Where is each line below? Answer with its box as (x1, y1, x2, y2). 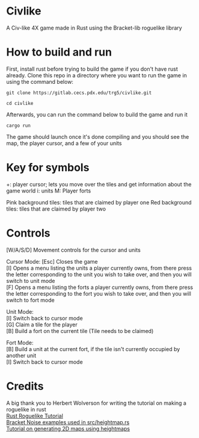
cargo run (6, 122, 31, 129)
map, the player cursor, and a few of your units (6, 139, 122, 147)
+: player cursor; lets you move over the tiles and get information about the (6, 180, 192, 188)
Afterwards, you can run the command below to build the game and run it (6, 110, 188, 118)
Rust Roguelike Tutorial (6, 412, 63, 419)
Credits (6, 379, 44, 393)
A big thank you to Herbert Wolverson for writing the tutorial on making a (6, 399, 186, 407)
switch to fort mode (6, 296, 55, 303)
